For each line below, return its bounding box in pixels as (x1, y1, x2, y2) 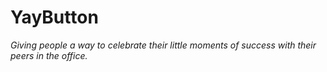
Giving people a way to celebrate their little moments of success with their (10, 39, 317, 51)
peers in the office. (10, 49, 88, 61)
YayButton (10, 6, 99, 29)
